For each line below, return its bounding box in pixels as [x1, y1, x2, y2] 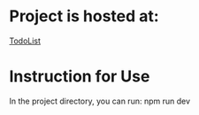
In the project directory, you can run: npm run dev [9, 96, 191, 106]
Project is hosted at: [9, 6, 159, 27]
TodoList [9, 35, 42, 46]
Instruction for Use [9, 66, 150, 87]
